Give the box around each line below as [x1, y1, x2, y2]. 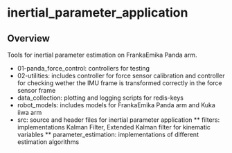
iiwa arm [17, 109, 42, 116]
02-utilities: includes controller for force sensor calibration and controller [17, 71, 225, 80]
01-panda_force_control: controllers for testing [17, 64, 150, 72]
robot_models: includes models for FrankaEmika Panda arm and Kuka [17, 101, 216, 109]
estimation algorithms [17, 138, 80, 146]
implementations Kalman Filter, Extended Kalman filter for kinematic [17, 123, 211, 131]
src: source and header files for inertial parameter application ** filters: [17, 116, 220, 124]
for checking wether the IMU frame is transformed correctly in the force [17, 79, 222, 87]
